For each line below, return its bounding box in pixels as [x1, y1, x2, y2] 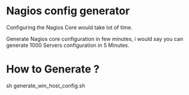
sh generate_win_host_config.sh [6, 82, 85, 89]
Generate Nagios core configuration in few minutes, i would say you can [6, 35, 184, 42]
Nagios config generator [6, 4, 130, 18]
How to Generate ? [6, 62, 100, 76]
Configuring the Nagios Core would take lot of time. [6, 24, 133, 31]
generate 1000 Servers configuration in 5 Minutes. [6, 42, 130, 49]
